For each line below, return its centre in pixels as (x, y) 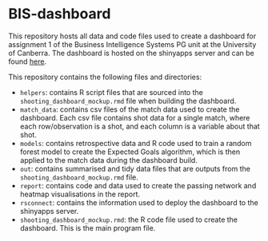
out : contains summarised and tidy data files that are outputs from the (135, 168)
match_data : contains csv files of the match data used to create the (130, 109)
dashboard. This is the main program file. (88, 227)
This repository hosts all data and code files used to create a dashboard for (132, 36)
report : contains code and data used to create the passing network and (138, 185)
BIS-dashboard (60, 14)
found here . (27, 61)
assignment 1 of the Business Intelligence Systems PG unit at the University (132, 44)
